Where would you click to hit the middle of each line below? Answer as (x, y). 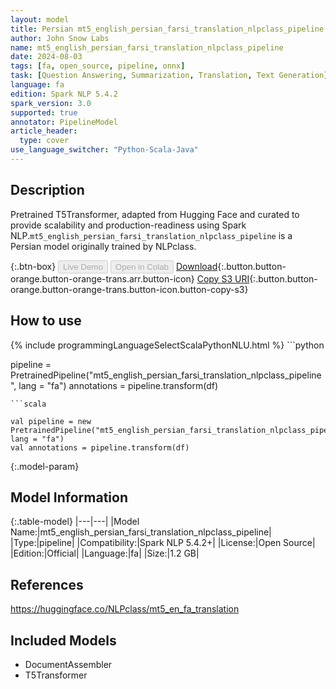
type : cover (44, 141)
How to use (46, 321)
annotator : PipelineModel (64, 122)
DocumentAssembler (68, 664)
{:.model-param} (45, 466)
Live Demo (83, 266)
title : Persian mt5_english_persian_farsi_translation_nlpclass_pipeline (167, 29)
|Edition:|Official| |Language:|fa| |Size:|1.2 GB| (105, 553)
